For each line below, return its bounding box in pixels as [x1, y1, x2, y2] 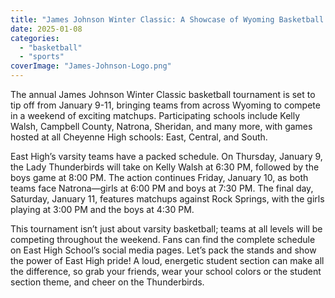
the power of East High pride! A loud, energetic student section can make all [10, 255, 325, 266]
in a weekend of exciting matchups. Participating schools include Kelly [10, 110, 301, 121]
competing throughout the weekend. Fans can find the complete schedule [10, 234, 316, 245]
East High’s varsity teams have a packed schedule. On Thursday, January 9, [10, 151, 323, 162]
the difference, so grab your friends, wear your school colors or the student [10, 266, 322, 277]
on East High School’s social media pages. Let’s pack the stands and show [10, 244, 317, 256]
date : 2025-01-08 [10, 24, 83, 34]
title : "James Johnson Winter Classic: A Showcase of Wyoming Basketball [10, 14, 325, 25]
